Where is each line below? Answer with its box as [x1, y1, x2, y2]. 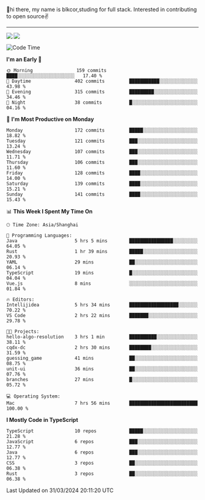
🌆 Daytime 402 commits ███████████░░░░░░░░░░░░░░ [6, 78, 198, 84]
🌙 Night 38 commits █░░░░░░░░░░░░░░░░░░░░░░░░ [6, 99, 198, 105]
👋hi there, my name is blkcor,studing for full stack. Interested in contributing [6, 6, 197, 13]
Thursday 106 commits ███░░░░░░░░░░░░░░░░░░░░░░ [6, 159, 198, 165]
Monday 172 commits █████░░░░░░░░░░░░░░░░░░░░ [6, 127, 198, 134]
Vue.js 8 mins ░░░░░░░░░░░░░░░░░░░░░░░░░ [6, 280, 198, 287]
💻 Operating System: [6, 393, 61, 399]
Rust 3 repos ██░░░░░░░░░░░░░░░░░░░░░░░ [6, 471, 198, 477]
